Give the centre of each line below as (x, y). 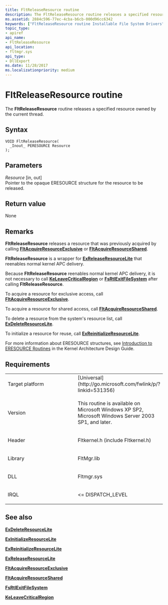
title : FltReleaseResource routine (42, 10)
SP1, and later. (95, 422)
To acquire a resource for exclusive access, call (54, 294)
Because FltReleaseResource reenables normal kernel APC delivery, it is (80, 273)
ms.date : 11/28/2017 (27, 65)
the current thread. (24, 114)
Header (16, 440)
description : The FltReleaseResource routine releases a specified (77, 14)
